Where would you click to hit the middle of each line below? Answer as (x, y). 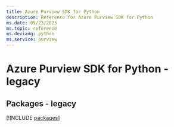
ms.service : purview (32, 39)
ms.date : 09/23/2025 (32, 23)
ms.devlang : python (30, 34)
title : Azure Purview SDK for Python (53, 12)
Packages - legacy (41, 103)
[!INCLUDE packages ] (33, 118)
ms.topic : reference (32, 28)
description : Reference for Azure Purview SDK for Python (80, 17)
